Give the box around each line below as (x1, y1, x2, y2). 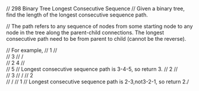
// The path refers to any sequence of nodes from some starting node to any (6, 23, 193, 30)
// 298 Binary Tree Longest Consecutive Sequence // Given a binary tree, (6, 5, 185, 12)
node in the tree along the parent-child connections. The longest (6, 29, 165, 36)
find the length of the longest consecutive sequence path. (6, 11, 149, 18)
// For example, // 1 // (6, 47, 58, 54)
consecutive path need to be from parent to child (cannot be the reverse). (6, 35, 187, 42)
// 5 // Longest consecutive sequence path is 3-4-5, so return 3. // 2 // (6, 66, 178, 73)
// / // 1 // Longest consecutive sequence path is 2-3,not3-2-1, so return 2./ (6, 78, 189, 85)
